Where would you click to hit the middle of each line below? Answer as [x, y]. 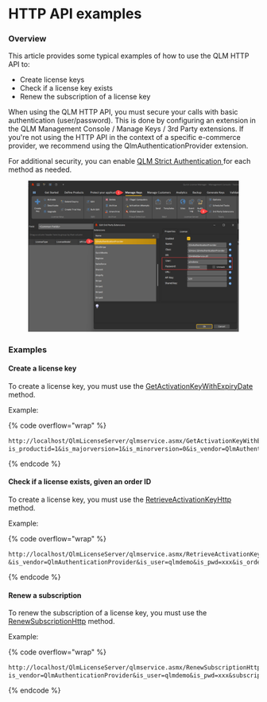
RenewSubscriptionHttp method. [62, 622]
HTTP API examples [75, 14]
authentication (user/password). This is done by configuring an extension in [132, 121]
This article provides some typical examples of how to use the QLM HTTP [129, 56]
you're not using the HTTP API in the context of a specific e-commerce [124, 138]
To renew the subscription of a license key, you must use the [108, 613]
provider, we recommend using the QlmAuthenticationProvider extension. [128, 146]
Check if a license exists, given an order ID [80, 482]
